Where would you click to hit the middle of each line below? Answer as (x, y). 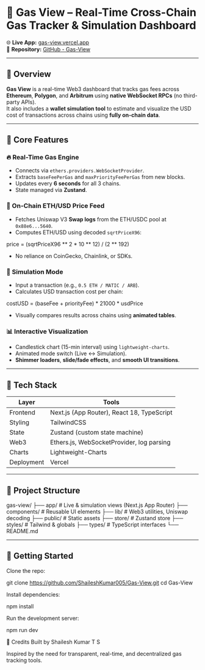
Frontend (22, 413)
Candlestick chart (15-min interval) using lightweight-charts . (92, 347)
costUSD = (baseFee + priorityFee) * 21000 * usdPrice (75, 304)
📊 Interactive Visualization (47, 331)
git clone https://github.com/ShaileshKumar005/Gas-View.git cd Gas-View (100, 583)
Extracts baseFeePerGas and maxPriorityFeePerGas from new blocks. (100, 177)
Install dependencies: (33, 594)
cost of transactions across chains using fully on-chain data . (83, 115)
